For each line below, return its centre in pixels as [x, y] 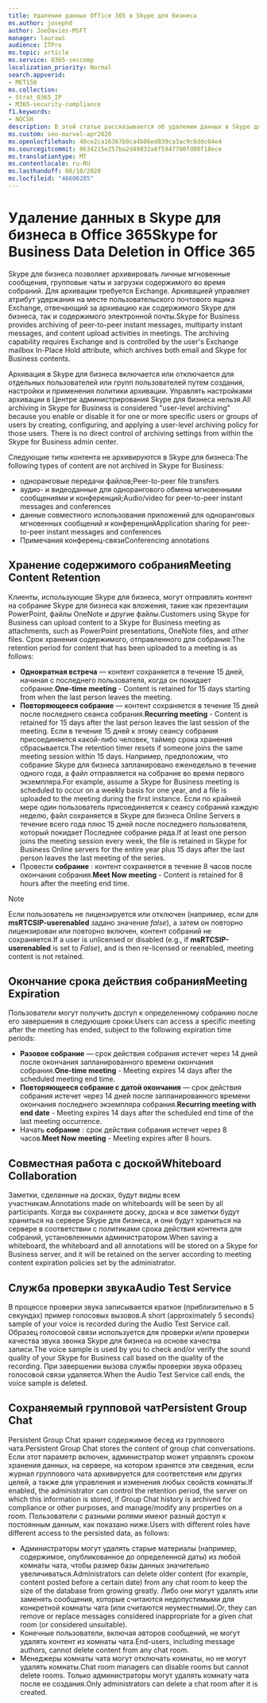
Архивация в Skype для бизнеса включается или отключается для [121, 374]
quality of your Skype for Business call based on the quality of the [116, 1358]
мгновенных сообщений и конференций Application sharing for [125, 523]
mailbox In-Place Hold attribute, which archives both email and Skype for [128, 350]
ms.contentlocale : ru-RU [49, 164]
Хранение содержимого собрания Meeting [120, 565]
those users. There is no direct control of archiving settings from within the [131, 433]
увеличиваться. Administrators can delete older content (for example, [134, 1573]
